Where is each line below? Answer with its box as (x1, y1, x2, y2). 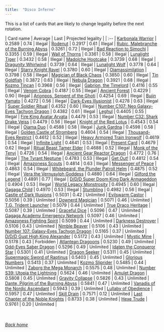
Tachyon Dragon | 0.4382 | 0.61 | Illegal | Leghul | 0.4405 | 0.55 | (16, 108, 147, 114)
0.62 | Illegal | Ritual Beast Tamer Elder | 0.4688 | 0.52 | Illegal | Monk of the (5, 145, 158, 151)
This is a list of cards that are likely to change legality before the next (5, 21, 144, 26)
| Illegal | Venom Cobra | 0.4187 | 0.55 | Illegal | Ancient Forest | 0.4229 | (5, 87, 151, 93)
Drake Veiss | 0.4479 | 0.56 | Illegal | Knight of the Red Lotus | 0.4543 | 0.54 (5, 119, 159, 125)
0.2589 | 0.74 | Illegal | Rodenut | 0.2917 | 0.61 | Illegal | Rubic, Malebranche (5, 40, 158, 47)
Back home (5, 322, 28, 328)
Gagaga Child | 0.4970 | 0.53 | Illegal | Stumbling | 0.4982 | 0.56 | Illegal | (5, 186, 153, 192)
